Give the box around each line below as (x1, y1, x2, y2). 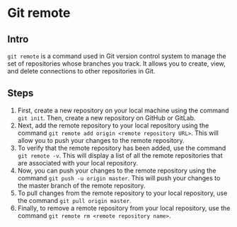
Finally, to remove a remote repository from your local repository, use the (17, 204, 231, 212)
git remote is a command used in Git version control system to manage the (7, 52, 226, 60)
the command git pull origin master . (17, 196, 132, 204)
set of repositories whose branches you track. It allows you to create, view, (7, 59, 226, 68)
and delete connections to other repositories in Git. (7, 67, 156, 75)
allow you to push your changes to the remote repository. (17, 136, 185, 144)
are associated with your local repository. (17, 158, 138, 167)
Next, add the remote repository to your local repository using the (17, 121, 209, 129)
